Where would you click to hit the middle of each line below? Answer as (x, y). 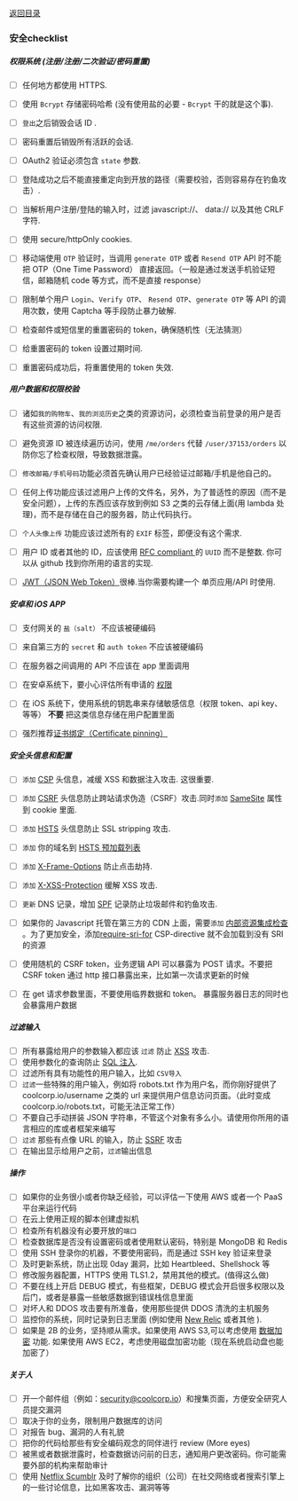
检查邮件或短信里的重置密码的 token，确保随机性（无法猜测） (134, 329)
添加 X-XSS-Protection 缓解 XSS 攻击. (90, 884)
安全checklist (39, 38)
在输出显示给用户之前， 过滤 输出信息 (87, 1151)
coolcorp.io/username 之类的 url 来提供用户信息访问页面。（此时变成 (146, 1096)
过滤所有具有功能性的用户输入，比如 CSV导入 (102, 1073)
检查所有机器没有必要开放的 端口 (79, 1230)
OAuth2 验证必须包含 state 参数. (81, 161)
